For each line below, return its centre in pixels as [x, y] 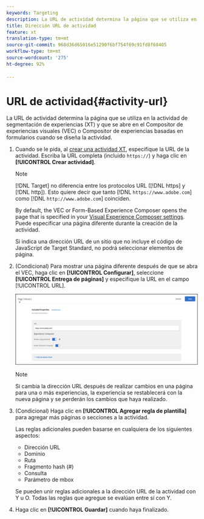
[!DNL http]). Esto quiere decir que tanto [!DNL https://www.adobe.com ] [104, 192]
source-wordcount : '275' [38, 58]
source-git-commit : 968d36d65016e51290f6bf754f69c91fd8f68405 [87, 45]
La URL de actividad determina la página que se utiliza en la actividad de [97, 118]
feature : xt [21, 32]
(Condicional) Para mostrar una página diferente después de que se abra [106, 266]
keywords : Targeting [32, 13]
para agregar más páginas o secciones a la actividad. [82, 417]
